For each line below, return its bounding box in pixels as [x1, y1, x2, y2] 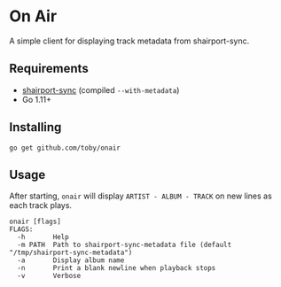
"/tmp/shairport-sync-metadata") [9, 248, 133, 258]
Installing [9, 120, 62, 135]
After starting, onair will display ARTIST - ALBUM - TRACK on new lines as [9, 190, 272, 201]
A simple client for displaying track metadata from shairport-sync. [9, 35, 250, 46]
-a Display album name [17, 256, 125, 265]
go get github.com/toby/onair [9, 143, 121, 152]
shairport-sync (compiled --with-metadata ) [21, 84, 180, 95]
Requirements [9, 61, 89, 76]
